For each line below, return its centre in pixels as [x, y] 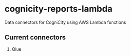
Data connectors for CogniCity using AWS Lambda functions [65, 22]
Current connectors [35, 37]
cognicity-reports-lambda [59, 9]
